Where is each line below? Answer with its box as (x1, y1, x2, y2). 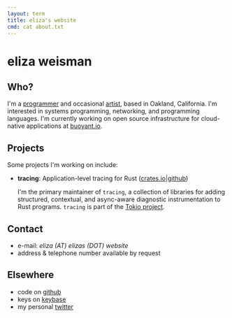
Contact (7, 223, 43, 235)
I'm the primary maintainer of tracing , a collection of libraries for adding (17, 188, 226, 196)
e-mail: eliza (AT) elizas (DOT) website (17, 242, 129, 250)
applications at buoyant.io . (26, 122, 103, 130)
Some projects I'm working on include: (7, 161, 118, 169)
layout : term (7, 10, 45, 17)
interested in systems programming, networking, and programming (7, 107, 201, 115)
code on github (17, 287, 61, 296)
